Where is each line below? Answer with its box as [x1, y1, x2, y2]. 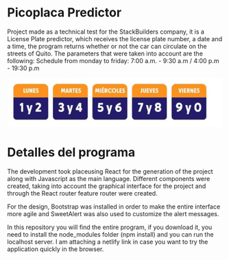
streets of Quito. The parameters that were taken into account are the [7, 49, 204, 58]
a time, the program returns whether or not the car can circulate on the [7, 42, 207, 50]
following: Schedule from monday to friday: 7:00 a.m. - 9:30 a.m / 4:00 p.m [7, 56, 219, 64]
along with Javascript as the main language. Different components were [7, 175, 210, 183]
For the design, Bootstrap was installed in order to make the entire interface [7, 202, 221, 211]
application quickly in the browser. [7, 245, 104, 253]
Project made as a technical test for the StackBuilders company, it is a [7, 27, 204, 36]
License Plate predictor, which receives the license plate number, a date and [7, 34, 223, 43]
